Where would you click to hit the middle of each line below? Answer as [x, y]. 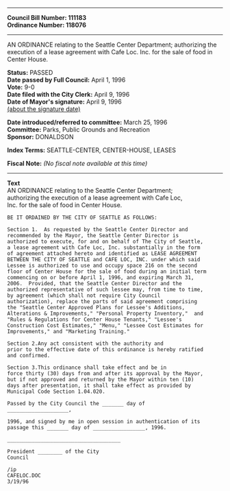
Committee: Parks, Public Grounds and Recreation [79, 130]
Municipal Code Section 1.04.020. [56, 392]
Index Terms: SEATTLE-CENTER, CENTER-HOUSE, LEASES [92, 150]
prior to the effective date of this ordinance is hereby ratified [105, 350]
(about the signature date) [44, 109]
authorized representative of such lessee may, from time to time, [105, 289]
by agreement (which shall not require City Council [84, 296]
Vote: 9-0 [21, 87]
